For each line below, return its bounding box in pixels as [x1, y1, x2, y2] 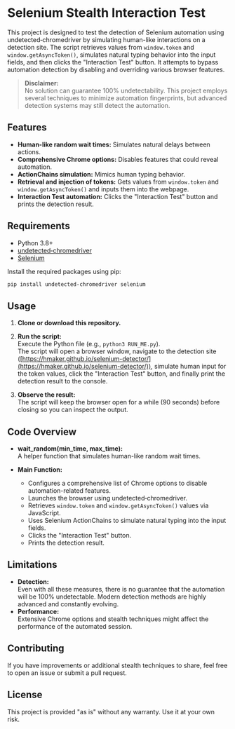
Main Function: [17, 465, 63, 474]
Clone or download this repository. [17, 319, 121, 327]
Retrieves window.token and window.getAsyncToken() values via [27, 501, 209, 510]
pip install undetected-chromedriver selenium [7, 280, 146, 288]
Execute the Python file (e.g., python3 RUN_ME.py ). [17, 340, 161, 348]
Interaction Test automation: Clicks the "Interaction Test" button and [17, 192, 218, 200]
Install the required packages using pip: [7, 267, 121, 275]
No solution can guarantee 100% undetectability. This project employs [24, 86, 228, 95]
